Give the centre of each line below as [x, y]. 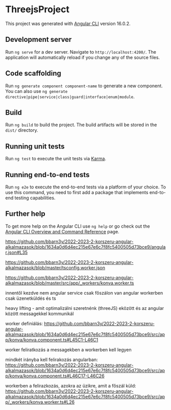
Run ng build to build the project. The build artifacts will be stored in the [81, 125]
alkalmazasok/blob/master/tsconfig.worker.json [55, 268]
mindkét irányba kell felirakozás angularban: [52, 359]
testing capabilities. [35, 198]
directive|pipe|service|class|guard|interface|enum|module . [70, 97]
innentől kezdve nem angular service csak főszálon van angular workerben [84, 293]
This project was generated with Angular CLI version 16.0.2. [68, 23]
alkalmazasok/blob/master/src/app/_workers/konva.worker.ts [70, 283]
